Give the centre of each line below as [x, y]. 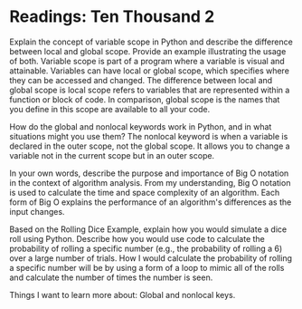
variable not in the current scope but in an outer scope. [112, 155]
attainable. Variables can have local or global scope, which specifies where [149, 71]
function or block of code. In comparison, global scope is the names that [145, 99]
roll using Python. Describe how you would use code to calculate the [137, 238]
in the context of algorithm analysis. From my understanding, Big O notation [150, 182]
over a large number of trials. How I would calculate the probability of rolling [151, 258]
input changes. [37, 211]
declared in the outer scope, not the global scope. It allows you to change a [150, 146]
